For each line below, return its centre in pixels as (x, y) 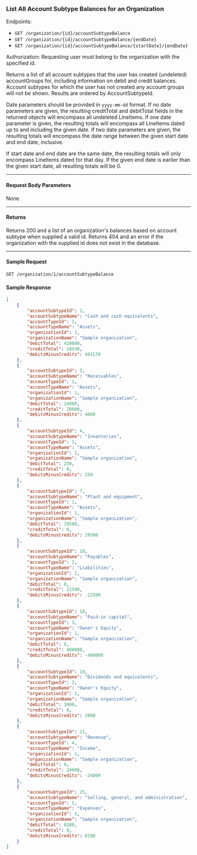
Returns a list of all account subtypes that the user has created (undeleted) (97, 75)
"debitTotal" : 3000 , (52, 704)
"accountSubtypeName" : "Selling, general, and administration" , (107, 797)
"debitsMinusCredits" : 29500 (63, 535)
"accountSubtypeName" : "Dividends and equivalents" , (93, 677)
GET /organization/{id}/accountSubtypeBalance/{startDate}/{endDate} (101, 46)
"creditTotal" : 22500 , (55, 590)
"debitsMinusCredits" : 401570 (64, 354)
